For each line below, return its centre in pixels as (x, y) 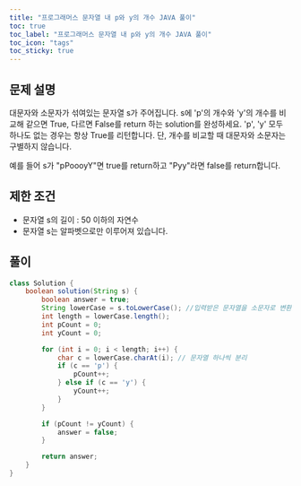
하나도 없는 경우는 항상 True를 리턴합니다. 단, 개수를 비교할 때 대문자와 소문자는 (148, 135)
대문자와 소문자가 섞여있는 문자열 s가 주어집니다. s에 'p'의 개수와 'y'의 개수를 (143, 112)
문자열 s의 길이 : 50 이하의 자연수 (80, 220)
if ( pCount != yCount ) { (88, 424)
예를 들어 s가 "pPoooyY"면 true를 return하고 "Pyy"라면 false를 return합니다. (145, 165)
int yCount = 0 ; (72, 333)
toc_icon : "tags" (42, 43)
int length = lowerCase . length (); (106, 317)
